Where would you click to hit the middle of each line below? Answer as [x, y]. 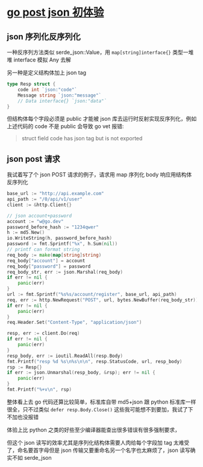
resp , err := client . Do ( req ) [43, 333]
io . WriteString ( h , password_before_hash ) [60, 238]
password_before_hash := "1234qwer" [53, 227]
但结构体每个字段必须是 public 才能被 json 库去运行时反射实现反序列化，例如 [102, 119]
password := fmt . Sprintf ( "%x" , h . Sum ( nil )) [62, 244]
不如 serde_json [32, 457]
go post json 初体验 [55, 12]
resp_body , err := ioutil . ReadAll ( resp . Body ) [65, 356]
